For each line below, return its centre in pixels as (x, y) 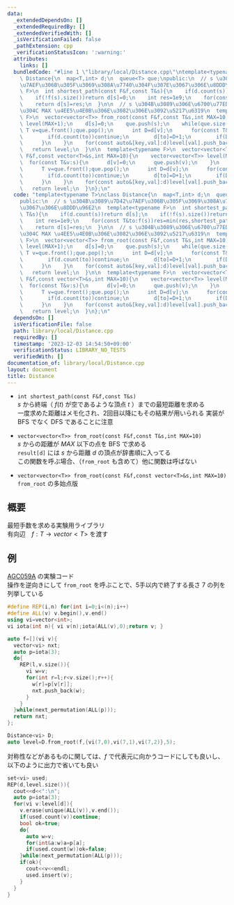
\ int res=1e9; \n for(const (70, 221)
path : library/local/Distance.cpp (63, 331)
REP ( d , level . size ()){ (39, 785)
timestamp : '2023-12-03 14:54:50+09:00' (73, 344)
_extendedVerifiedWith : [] (53, 33)
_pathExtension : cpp (43, 46)
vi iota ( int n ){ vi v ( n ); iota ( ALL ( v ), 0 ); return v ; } (85, 626)
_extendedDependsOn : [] (48, 20)
